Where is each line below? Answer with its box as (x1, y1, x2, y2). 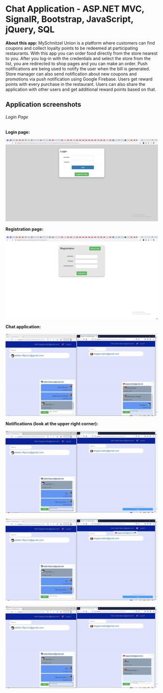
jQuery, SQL (5, 24, 55, 35)
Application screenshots (5, 100, 81, 109)
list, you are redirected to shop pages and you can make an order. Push (5, 61, 148, 66)
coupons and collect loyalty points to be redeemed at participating (5, 45, 138, 51)
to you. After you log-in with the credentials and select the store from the (5, 55, 151, 61)
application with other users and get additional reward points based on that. (5, 86, 156, 92)
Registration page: (5, 226, 44, 232)
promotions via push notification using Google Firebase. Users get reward (5, 76, 153, 82)
